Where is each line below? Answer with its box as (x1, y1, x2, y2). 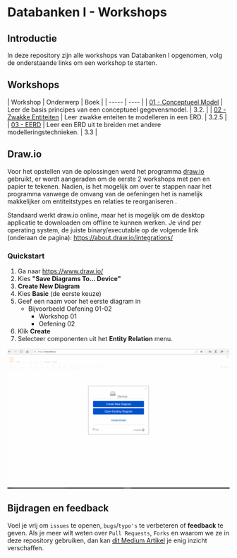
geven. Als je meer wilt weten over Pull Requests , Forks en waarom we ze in (7, 528, 229, 537)
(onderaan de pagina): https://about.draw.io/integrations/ (7, 233, 174, 242)
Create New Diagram (17, 282, 80, 290)
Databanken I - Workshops (7, 4, 167, 20)
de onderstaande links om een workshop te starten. (7, 59, 157, 67)
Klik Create (17, 326, 51, 336)
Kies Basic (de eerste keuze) (17, 289, 102, 297)
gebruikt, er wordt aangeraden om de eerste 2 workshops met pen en (7, 174, 210, 183)
